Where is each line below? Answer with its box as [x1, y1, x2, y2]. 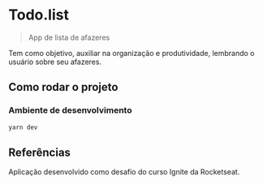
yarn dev [8, 123, 38, 131]
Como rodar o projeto [8, 80, 119, 94]
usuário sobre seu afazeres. [8, 57, 102, 67]
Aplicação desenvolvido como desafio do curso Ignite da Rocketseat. [8, 167, 240, 177]
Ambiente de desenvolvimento [8, 105, 132, 116]
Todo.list [8, 6, 69, 24]
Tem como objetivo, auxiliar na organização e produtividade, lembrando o [8, 48, 255, 58]
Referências [8, 145, 71, 159]
